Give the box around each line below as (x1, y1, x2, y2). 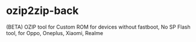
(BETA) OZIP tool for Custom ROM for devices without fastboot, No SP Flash (6, 23, 191, 30)
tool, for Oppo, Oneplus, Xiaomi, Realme (6, 29, 104, 36)
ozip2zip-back (6, 4, 79, 17)
